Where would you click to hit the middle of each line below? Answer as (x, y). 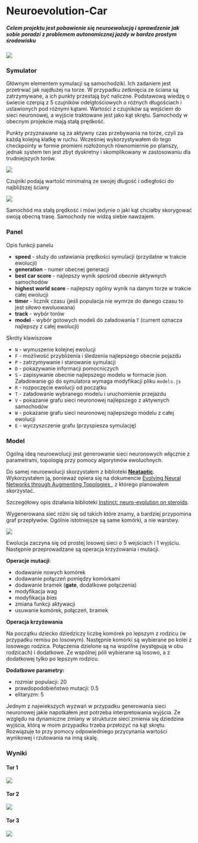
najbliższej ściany (28, 187)
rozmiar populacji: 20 (41, 682)
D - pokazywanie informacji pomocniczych (67, 368)
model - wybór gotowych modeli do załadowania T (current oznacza (98, 320)
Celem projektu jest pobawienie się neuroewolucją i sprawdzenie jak (93, 27)
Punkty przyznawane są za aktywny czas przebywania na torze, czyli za (95, 133)
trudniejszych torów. (31, 159)
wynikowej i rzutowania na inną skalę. (52, 738)
